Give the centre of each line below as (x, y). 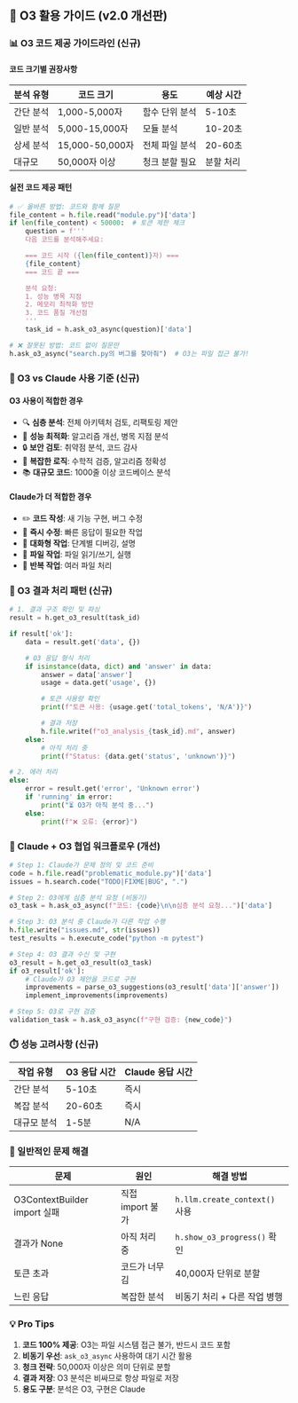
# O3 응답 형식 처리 (58, 658)
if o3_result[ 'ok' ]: (47, 971)
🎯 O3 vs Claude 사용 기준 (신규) (74, 378)
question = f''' (55, 232)
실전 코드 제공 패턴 (41, 187)
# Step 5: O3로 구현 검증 (52, 1012)
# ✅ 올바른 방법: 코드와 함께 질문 (64, 207)
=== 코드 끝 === (52, 272)
